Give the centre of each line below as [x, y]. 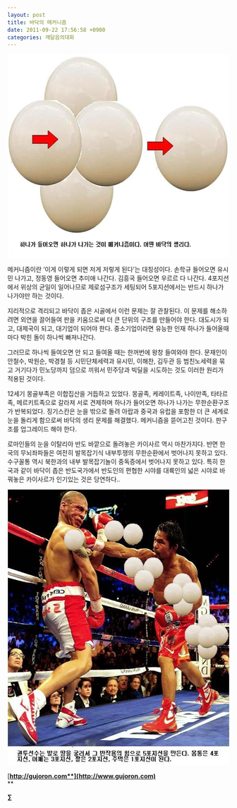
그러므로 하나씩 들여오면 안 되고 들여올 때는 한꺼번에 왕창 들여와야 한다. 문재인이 [117, 352]
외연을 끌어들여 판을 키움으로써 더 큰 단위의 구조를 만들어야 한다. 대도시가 [121, 320]
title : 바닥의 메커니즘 [37, 22]
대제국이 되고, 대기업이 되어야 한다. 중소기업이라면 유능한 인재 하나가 [110, 329]
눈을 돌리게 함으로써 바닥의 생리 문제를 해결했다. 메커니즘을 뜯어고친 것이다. [111, 421]
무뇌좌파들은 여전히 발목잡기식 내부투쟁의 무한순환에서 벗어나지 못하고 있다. [124, 453]
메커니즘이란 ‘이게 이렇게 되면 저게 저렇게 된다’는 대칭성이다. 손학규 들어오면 [111, 270]
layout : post [26, 15]
